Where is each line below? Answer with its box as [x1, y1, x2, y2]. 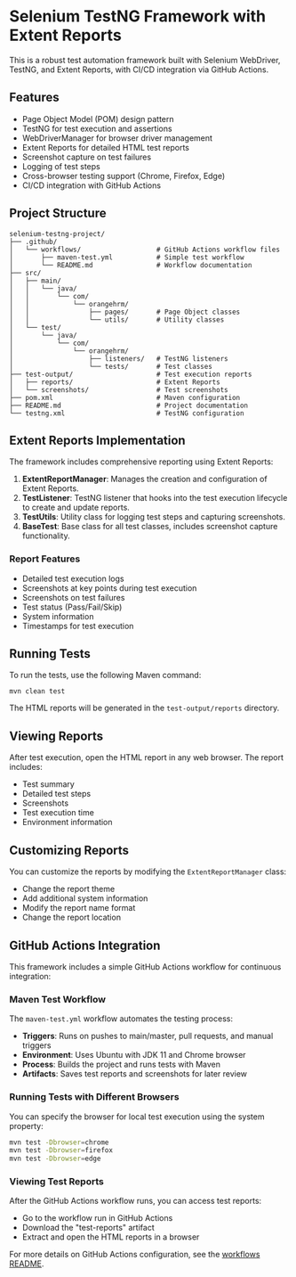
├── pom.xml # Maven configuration [9, 393, 241, 402]
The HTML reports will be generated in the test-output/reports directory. [9, 702, 280, 714]
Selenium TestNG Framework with [9, 6, 267, 27]
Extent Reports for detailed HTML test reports [21, 142, 189, 152]
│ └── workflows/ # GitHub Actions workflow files [9, 245, 280, 254]
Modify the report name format [21, 903, 136, 913]
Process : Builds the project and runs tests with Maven [21, 1059, 220, 1070]
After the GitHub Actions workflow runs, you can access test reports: [9, 1196, 262, 1207]
